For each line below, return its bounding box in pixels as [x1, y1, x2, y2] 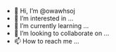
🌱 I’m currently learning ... [13, 22, 89, 30]
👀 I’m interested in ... [13, 14, 74, 22]
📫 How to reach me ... [13, 37, 79, 45]
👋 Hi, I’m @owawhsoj [13, 7, 75, 15]
